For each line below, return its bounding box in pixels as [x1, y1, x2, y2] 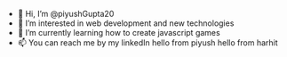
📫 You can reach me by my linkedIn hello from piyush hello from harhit [17, 37, 278, 48]
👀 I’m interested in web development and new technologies [17, 18, 235, 28]
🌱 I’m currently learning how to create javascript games [17, 28, 220, 37]
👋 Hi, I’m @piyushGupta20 [17, 9, 115, 19]
